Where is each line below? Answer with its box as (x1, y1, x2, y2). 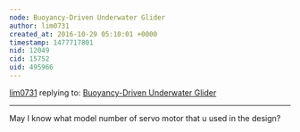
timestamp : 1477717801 (9, 37, 94, 47)
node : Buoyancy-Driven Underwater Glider (9, 12, 166, 22)
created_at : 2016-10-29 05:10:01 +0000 (9, 29, 158, 38)
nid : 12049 (9, 46, 50, 55)
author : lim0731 (9, 21, 70, 30)
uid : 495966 (9, 63, 54, 72)
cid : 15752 (9, 54, 50, 63)
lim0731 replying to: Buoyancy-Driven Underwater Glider (9, 87, 217, 98)
